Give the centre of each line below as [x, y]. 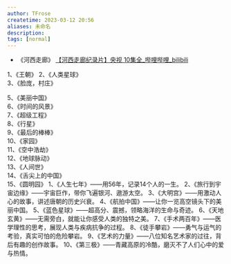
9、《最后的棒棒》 [32, 133]
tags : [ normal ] [29, 39]
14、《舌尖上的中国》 [36, 176]
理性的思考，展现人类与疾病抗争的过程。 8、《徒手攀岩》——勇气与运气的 [117, 227]
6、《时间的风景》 [32, 106]
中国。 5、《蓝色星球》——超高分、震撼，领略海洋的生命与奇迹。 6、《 [112, 210]
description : [26, 33]
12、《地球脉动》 [30, 158]
